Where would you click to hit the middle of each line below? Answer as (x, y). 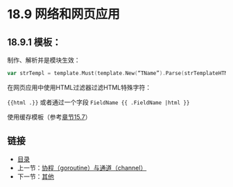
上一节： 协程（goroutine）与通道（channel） (82, 168)
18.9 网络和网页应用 (63, 14)
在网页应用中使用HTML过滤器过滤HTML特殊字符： (79, 87)
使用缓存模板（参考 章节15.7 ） (49, 117)
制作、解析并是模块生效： (44, 60)
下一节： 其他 (35, 176)
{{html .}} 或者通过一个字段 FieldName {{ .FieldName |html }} (98, 102)
